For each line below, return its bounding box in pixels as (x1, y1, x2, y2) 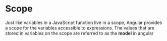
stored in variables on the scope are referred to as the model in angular (5, 30, 154, 36)
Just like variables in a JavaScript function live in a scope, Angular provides (5, 19, 162, 25)
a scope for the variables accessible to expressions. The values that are (5, 24, 155, 30)
